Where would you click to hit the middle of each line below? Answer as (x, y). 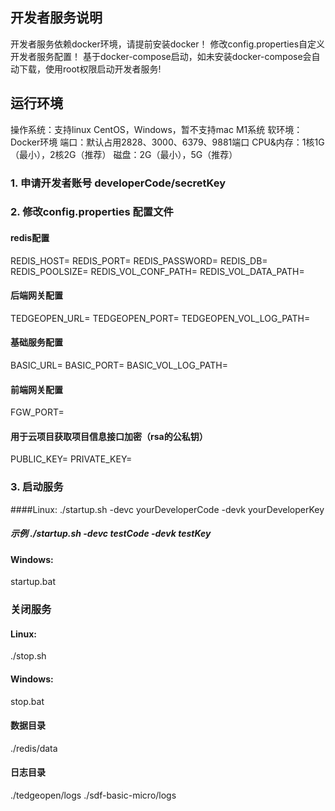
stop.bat (27, 701)
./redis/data (34, 748)
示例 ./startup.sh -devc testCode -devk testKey (111, 534)
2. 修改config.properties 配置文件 (92, 212)
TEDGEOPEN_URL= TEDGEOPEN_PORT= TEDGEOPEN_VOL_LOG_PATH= (160, 318)
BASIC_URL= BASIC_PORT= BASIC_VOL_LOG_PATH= (119, 365)
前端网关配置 (36, 389)
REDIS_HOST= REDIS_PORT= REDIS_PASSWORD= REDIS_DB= (139, 260)
